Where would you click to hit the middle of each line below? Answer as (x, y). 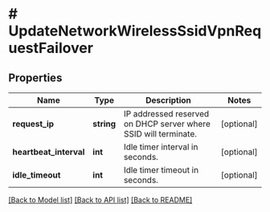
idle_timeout (37, 175)
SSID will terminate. (160, 134)
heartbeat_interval (49, 152)
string (104, 124)
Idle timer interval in (161, 147)
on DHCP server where (167, 124)
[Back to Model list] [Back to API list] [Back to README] (100, 200)
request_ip (33, 124)
